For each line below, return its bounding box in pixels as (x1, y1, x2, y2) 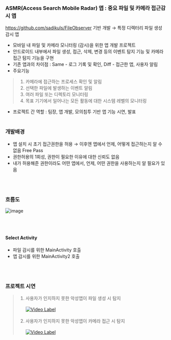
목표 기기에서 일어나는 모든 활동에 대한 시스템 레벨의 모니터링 (25, 98, 147, 104)
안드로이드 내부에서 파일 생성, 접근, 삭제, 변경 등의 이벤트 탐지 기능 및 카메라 (12, 49, 164, 55)
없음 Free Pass (12, 147, 43, 153)
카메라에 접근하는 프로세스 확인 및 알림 (25, 78, 102, 85)
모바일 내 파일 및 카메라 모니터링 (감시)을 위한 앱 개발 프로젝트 (12, 42, 136, 48)
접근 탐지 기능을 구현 (12, 55, 54, 61)
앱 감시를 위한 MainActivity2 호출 (12, 253, 80, 260)
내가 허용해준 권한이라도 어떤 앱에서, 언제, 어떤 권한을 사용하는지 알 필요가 (12, 160, 160, 166)
